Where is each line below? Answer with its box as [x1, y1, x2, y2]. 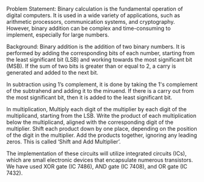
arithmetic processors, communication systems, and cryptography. [6, 18, 175, 25]
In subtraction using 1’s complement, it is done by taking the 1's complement [6, 81, 198, 88]
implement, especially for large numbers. [6, 31, 109, 38]
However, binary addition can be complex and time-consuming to [6, 24, 171, 32]
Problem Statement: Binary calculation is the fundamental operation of [6, 5, 183, 12]
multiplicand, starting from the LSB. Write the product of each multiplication [6, 112, 197, 119]
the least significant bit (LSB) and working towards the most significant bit [6, 56, 192, 63]
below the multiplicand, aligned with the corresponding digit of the [6, 118, 174, 126]
